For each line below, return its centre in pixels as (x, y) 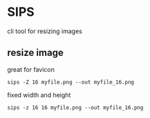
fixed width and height (39, 95)
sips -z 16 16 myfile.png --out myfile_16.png (75, 108)
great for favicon (31, 69)
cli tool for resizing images (45, 31)
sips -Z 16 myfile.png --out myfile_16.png (71, 82)
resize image (35, 53)
